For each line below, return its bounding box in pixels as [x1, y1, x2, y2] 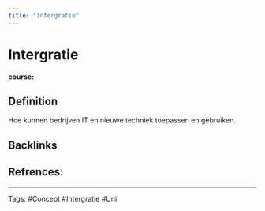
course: [8, 72, 35, 81]
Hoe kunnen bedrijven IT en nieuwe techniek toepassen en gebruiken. [8, 115, 237, 125]
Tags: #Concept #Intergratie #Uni [8, 194, 118, 203]
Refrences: [8, 165, 64, 179]
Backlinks [8, 138, 58, 152]
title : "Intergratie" [8, 11, 80, 20]
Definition [8, 94, 58, 107]
